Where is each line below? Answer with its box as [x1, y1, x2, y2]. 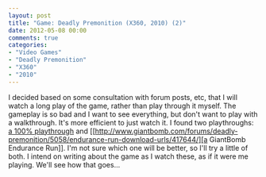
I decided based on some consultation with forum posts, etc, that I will [8, 92, 238, 102]
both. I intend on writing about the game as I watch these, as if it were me [8, 152, 249, 161]
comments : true [8, 33, 59, 42]
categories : [8, 41, 48, 49]
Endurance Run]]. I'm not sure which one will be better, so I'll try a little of [8, 143, 249, 152]
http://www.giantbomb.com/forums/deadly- [94, 126, 238, 136]
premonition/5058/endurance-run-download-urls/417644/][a [8, 134, 208, 144]
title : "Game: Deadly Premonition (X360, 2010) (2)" [8, 19, 187, 27]
